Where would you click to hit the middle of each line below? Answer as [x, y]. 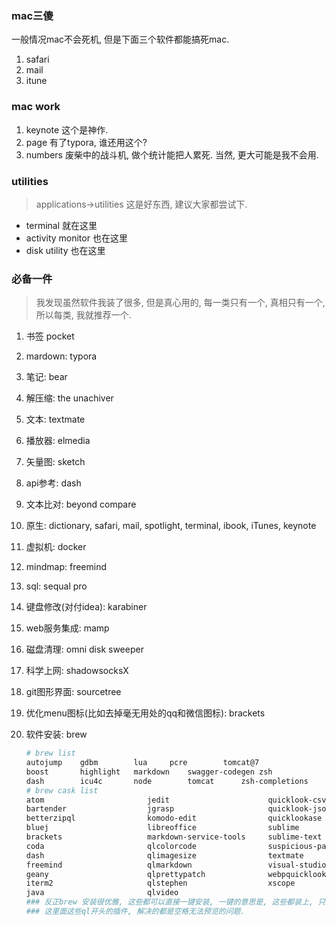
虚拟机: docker [56, 547]
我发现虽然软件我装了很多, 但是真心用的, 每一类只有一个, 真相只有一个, [180, 303]
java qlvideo [102, 893]
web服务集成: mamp [67, 628]
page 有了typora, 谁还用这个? [86, 142]
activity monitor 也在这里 [76, 238]
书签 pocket [50, 336]
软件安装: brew [56, 734]
